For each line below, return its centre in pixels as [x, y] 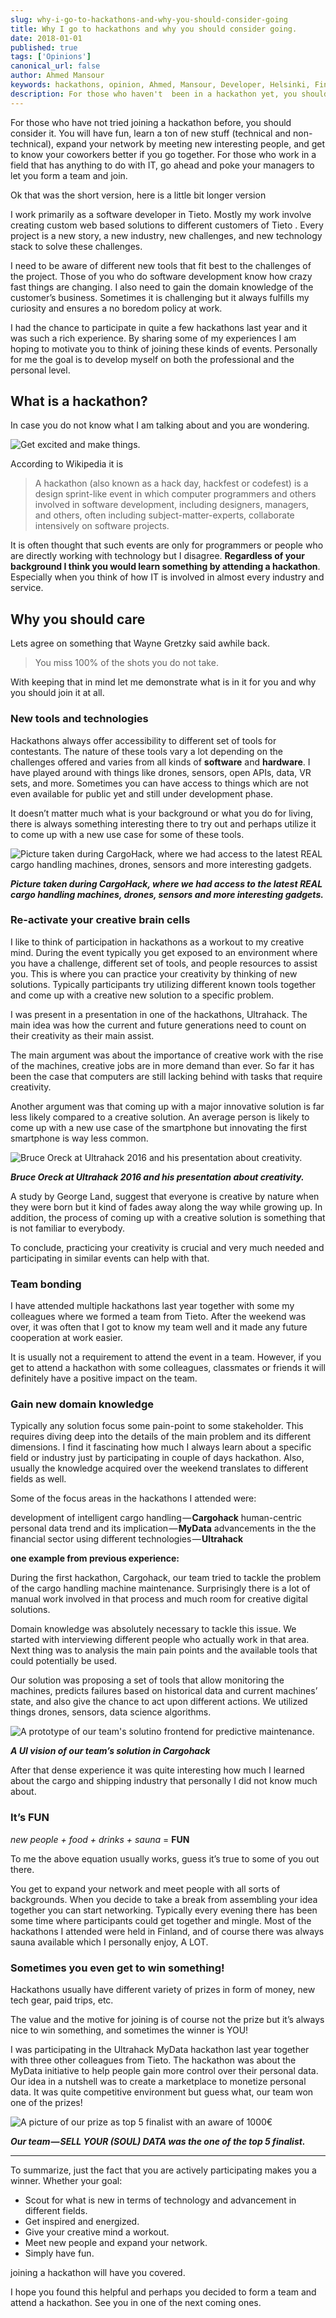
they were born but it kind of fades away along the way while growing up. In [166, 1207]
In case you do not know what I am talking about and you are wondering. [160, 425]
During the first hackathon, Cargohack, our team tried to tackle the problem [166, 1578]
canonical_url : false [55, 66]
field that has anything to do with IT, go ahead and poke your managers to [162, 165]
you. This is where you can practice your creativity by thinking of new [154, 973]
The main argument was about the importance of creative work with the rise [167, 1055]
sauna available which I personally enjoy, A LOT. [109, 1942]
